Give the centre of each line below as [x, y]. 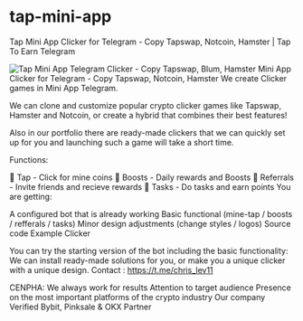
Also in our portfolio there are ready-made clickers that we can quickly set [147, 132]
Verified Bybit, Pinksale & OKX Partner [80, 307]
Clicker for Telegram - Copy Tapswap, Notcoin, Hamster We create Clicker [148, 78]
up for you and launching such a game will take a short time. [122, 142]
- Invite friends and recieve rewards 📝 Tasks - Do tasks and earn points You [150, 186]
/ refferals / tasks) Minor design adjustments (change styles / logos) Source [150, 223]
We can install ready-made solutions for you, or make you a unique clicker [147, 260]
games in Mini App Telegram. [64, 88]
